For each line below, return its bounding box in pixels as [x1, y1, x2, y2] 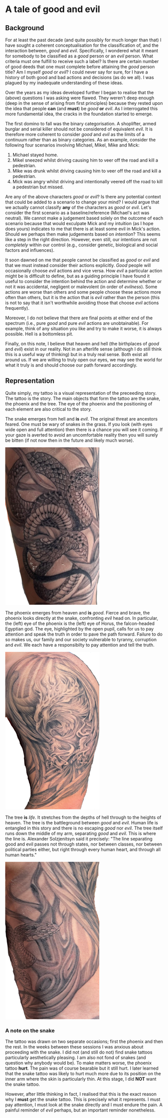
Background [5, 24, 44, 32]
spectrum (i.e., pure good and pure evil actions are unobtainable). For [5, 320, 149, 326]
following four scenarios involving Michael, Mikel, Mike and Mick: [5, 142, 140, 148]
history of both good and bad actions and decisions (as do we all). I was [5, 75, 154, 80]
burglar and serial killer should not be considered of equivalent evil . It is [5, 126, 153, 132]
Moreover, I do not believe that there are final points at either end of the [5, 315, 153, 321]
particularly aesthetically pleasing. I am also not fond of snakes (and [5, 1055, 146, 1061]
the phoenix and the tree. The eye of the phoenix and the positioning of [5, 400, 152, 406]
